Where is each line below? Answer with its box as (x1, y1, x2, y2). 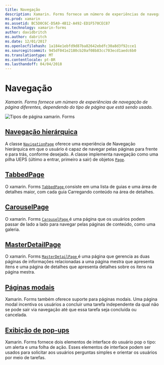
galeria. (5, 226, 20, 232)
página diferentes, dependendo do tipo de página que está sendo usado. (5, 104, 153, 110)
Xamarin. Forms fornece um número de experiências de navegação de (5, 99, 148, 105)
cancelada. (5, 312, 28, 318)
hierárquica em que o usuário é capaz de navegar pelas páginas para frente (5, 146, 158, 152)
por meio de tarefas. (5, 354, 46, 360)
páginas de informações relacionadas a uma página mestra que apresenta (5, 259, 155, 265)
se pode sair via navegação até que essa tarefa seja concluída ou (5, 307, 137, 313)
